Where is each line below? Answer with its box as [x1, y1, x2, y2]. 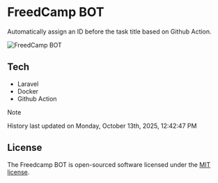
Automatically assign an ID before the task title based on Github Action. [7, 27, 212, 36]
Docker [17, 87, 39, 95]
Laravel [17, 80, 39, 88]
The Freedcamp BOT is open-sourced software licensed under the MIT [7, 160, 211, 168]
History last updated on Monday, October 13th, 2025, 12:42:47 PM [7, 122, 197, 130]
